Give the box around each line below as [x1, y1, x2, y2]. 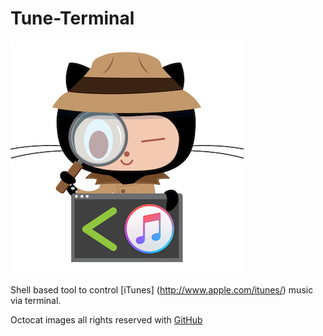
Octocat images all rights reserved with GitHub [10, 313, 203, 326]
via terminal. [10, 294, 62, 306]
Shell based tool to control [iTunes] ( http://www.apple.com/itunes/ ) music [10, 283, 314, 296]
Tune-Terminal [10, 7, 135, 30]
